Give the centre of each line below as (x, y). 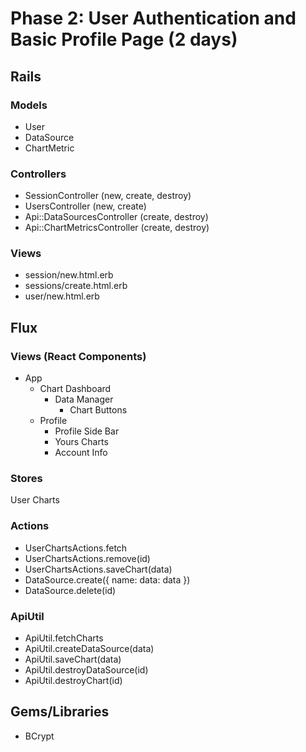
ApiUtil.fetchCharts (64, 638)
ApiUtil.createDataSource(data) (89, 649)
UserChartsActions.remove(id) (87, 558)
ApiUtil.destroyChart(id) (73, 681)
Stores (26, 479)
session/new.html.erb (69, 275)
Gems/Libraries (60, 712)
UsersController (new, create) (85, 206)
